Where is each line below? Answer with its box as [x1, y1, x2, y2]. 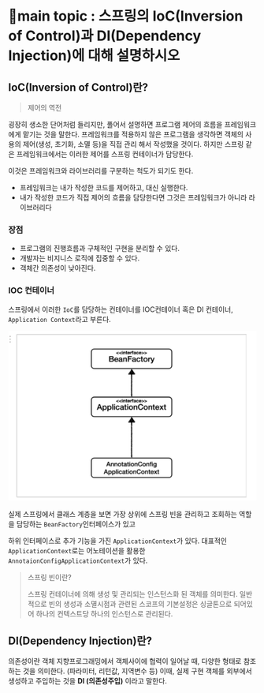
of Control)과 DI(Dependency [8, 27, 202, 45]
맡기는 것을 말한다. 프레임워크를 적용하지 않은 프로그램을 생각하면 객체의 [22, 129, 244, 139]
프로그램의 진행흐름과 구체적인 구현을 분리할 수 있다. [19, 244, 180, 253]
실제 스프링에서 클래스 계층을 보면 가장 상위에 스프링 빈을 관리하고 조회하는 [8, 509, 238, 519]
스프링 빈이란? [27, 572, 73, 582]
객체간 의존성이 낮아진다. [19, 264, 96, 273]
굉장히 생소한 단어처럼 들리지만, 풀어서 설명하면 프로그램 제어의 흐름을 [8, 120, 223, 129]
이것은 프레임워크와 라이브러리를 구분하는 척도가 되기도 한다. [8, 167, 194, 175]
